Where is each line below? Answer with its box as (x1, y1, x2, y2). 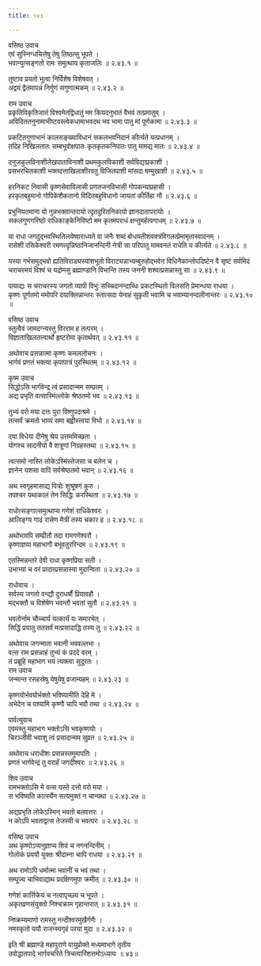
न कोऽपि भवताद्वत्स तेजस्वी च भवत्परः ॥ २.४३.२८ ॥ (8, 815, 138, 825)
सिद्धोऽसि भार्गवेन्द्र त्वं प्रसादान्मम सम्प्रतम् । (8, 382, 110, 391)
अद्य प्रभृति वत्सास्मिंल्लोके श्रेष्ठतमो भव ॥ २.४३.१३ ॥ (8, 391, 140, 400)
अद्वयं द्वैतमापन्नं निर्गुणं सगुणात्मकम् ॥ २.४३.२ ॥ (8, 82, 124, 92)
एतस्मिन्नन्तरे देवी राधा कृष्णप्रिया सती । (8, 556, 102, 565)
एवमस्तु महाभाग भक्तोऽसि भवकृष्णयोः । (8, 724, 103, 733)
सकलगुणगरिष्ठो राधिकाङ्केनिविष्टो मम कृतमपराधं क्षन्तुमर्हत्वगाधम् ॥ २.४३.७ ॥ (8, 216, 202, 225)
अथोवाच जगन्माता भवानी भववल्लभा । (8, 639, 101, 648)
